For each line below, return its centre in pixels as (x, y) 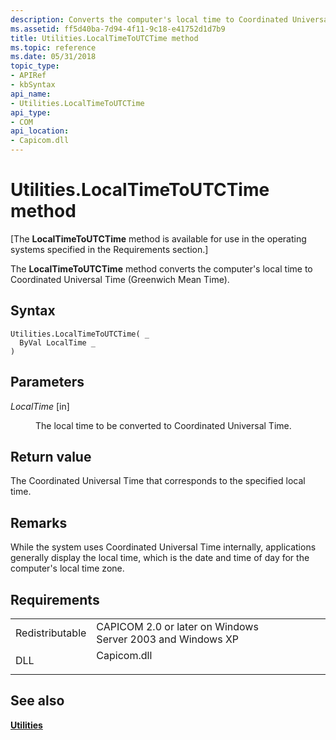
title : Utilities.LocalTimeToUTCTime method (104, 38)
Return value (51, 456)
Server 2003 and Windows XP (168, 639)
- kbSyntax (33, 85)
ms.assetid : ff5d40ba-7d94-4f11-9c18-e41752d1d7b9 (118, 29)
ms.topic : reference (53, 47)
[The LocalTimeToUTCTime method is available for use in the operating (158, 238)
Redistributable (51, 633)
